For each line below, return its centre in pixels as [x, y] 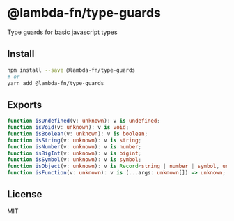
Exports [25, 105]
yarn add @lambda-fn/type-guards [56, 83]
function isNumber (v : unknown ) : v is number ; [74, 147]
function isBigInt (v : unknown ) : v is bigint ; [74, 153]
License [25, 194]
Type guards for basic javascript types [62, 32]
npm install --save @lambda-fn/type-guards [71, 70]
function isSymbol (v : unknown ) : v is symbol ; [74, 160]
